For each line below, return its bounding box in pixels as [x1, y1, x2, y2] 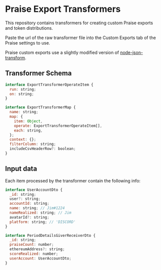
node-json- [120, 49, 143, 55]
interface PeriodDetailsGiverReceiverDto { [5, 233, 96, 238]
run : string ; [9, 87, 36, 92]
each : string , [14, 128, 43, 133]
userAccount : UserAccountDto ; [9, 256, 71, 261]
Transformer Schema [5, 69, 72, 78]
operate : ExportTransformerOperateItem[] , [14, 123, 102, 128]
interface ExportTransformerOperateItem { [5, 82, 94, 87]
